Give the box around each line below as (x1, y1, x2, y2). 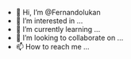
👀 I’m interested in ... (15, 16, 83, 26)
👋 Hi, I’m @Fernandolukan (15, 8, 101, 17)
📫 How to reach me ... (15, 42, 90, 51)
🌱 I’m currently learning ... (15, 25, 101, 33)
